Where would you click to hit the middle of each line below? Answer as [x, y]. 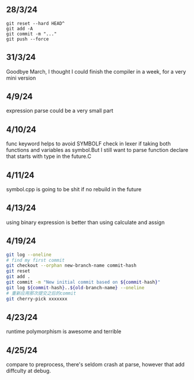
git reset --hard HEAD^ [36, 23]
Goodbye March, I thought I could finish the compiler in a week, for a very [96, 71]
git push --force [28, 39]
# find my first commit [36, 260]
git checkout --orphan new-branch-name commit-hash [71, 266]
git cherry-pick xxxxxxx [37, 299]
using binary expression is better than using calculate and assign [85, 222]
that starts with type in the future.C [49, 156]
